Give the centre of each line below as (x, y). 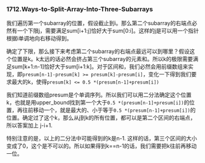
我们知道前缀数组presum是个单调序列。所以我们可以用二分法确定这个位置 (99, 95)
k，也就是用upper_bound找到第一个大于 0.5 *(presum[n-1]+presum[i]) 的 (98, 103)
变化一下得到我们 (170, 74)
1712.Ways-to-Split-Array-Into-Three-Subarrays (80, 9)
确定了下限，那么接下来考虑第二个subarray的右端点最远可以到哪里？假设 (98, 51)
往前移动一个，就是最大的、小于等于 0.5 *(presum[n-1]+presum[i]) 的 (109, 110)
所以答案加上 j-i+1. (30, 125)
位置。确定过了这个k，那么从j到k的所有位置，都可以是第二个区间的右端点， (101, 118)
